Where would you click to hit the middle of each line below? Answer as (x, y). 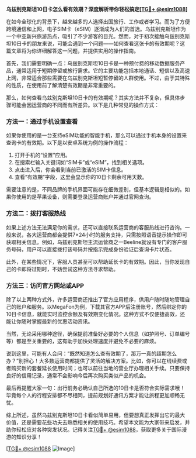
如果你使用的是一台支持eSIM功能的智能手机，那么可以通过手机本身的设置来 (97, 135)
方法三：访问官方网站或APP (45, 285)
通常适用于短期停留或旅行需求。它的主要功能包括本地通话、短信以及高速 (103, 70)
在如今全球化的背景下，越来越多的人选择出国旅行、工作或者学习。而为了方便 (98, 22)
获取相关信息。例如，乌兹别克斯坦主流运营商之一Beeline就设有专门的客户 (94, 242)
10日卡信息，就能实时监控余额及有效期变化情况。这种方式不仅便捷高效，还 (96, 314)
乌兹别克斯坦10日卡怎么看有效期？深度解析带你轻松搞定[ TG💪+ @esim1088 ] (97, 9)
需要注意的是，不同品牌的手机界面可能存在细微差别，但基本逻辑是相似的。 (95, 190)
